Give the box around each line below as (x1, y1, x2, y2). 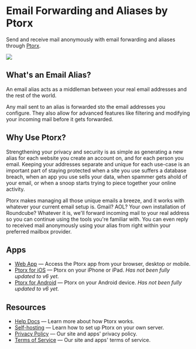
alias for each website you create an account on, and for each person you (6, 154, 184, 162)
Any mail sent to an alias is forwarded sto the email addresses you (6, 103, 166, 110)
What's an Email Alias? (6, 70, 91, 80)
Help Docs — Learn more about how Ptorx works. (14, 318, 135, 325)
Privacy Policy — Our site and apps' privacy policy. (14, 330, 137, 337)
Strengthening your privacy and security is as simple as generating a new (6, 148, 183, 155)
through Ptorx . (6, 42, 41, 49)
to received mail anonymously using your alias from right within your (6, 221, 171, 229)
